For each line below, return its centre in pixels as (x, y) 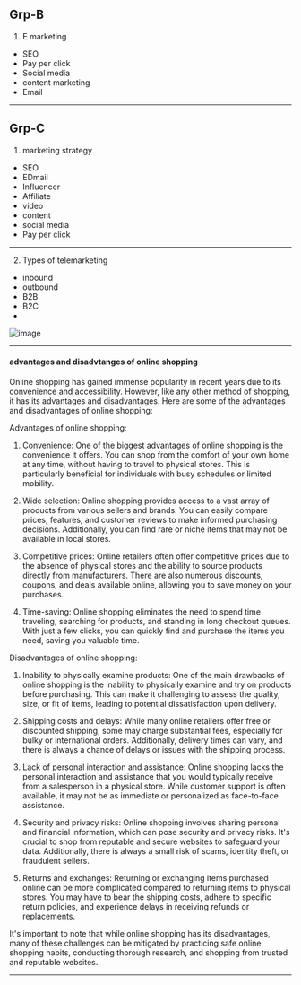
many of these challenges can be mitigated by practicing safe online (135, 943)
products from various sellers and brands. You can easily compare (145, 510)
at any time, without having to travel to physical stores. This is (136, 464)
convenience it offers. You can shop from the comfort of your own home (156, 454)
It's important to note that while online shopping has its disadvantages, (140, 933)
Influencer (41, 187)
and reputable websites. (54, 962)
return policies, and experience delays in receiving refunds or (136, 906)
